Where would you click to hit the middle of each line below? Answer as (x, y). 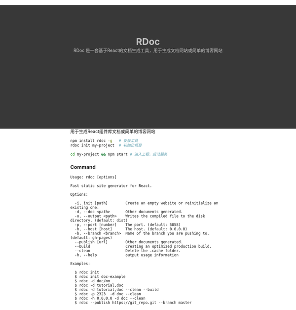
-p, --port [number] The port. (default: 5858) (128, 224)
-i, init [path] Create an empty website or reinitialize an (147, 203)
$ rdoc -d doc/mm (92, 281)
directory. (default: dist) (99, 220)
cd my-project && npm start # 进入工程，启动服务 (119, 154)
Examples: (80, 264)
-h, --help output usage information (127, 255)
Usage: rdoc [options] (93, 177)
